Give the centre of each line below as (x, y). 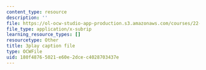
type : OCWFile (25, 52)
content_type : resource (37, 12)
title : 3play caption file (41, 46)
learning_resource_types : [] (44, 35)
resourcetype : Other (33, 40)
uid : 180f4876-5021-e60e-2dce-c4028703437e (63, 57)
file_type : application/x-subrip (49, 29)
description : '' (27, 18)
